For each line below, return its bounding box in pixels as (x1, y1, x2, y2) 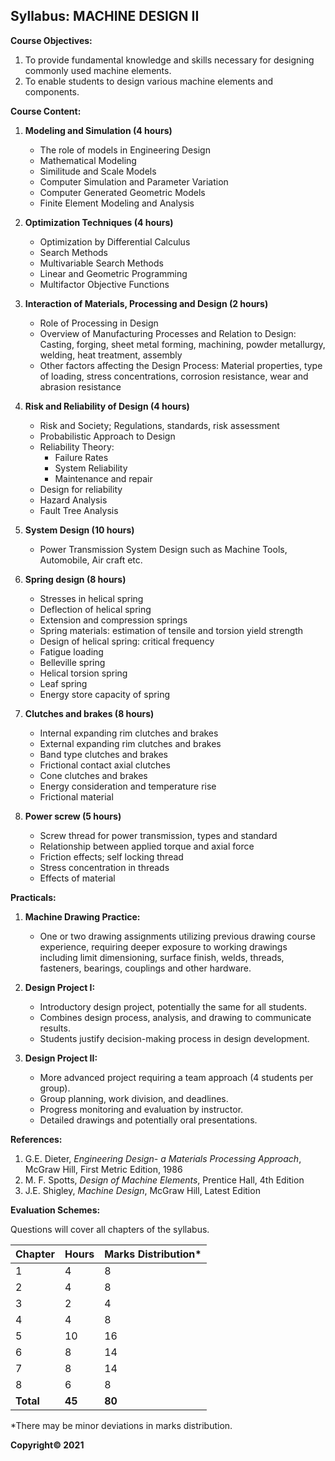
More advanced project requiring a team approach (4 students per (39, 1071, 314, 1083)
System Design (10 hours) (24, 524, 135, 536)
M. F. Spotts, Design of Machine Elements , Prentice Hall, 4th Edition (24, 1174, 305, 1186)
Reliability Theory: (39, 440, 115, 453)
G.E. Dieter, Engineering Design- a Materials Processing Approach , (24, 1152, 302, 1164)
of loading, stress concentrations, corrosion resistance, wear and (39, 370, 309, 382)
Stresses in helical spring (39, 592, 144, 604)
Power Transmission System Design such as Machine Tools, (39, 543, 288, 555)
